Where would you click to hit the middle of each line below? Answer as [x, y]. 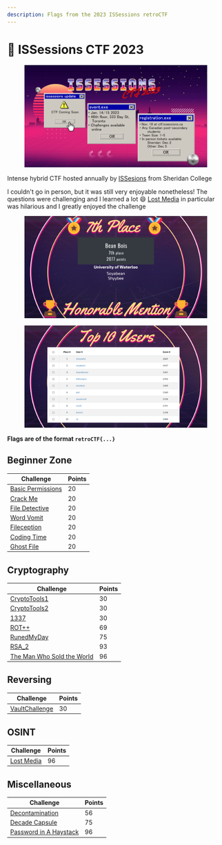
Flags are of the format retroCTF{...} [61, 439]
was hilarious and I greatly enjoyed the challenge [77, 206]
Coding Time [28, 537]
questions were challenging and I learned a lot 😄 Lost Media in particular [111, 199]
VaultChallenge [32, 708]
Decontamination [34, 813]
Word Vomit [27, 518]
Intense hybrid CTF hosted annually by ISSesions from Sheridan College [110, 179]
